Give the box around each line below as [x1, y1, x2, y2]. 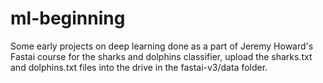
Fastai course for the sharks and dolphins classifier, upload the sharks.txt [10, 50, 313, 62]
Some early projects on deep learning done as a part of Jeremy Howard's [10, 40, 314, 52]
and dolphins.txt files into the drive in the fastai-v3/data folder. [10, 61, 268, 73]
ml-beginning [10, 7, 126, 30]
